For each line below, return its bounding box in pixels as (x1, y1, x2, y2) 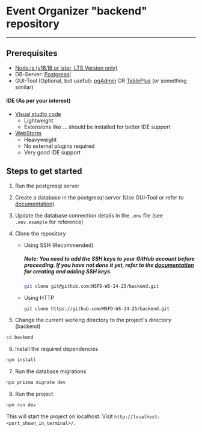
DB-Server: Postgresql (14, 70, 71, 78)
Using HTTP (23, 294, 55, 301)
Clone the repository (14, 230, 66, 237)
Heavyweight (23, 136, 57, 143)
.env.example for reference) (14, 218, 84, 225)
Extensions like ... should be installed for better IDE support (23, 123, 171, 130)
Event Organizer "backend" (6, 4, 147, 18)
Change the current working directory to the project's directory (14, 317, 171, 324)
